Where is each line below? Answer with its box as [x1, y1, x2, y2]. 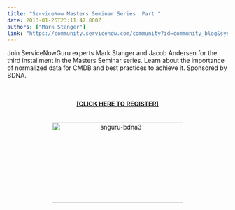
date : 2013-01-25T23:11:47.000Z [7, 17, 101, 24]
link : [7, 29, 23, 37]
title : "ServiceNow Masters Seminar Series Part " [7, 10, 161, 17]
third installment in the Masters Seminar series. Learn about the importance [7, 57, 225, 65]
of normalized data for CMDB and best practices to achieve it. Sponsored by [7, 64, 227, 72]
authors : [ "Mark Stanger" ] [7, 23, 86, 30]
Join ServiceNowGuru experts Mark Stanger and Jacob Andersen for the [7, 49, 218, 57]
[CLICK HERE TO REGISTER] [76, 99, 159, 108]
